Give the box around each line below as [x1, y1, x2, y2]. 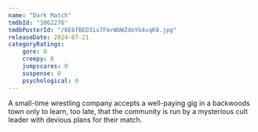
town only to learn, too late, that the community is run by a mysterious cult [8, 106, 249, 116]
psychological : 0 [22, 77, 79, 84]
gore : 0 [22, 48, 47, 55]
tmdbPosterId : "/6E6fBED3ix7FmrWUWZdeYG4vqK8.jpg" [8, 26, 177, 34]
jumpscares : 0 [22, 62, 68, 70]
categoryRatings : [8, 41, 65, 48]
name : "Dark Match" [8, 11, 72, 20]
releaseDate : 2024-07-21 [8, 33, 89, 41]
